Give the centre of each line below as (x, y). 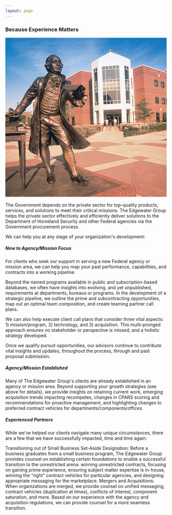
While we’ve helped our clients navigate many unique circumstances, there (84, 433)
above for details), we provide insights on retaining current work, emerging (84, 392)
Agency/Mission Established (37, 368)
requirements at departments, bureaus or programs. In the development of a (86, 293)
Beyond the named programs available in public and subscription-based (81, 282)
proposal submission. (28, 356)
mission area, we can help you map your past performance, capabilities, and (86, 267)
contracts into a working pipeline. (40, 272)
